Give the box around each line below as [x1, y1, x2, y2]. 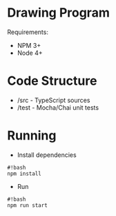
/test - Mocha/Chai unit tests [17, 103, 99, 112]
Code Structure [7, 73, 97, 89]
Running [7, 128, 57, 144]
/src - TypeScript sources [17, 96, 90, 104]
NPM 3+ [17, 41, 41, 49]
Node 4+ [17, 49, 43, 57]
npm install [7, 170, 41, 177]
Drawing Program [7, 5, 110, 21]
